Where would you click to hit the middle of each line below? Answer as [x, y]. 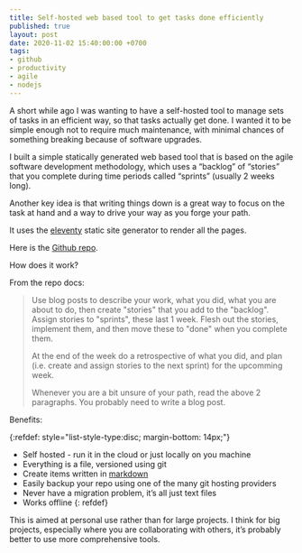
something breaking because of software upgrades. [106, 139]
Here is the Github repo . [54, 247]
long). [20, 185]
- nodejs [26, 85]
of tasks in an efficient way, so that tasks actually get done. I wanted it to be [150, 120]
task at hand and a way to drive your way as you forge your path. [130, 212]
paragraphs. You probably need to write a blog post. [128, 401]
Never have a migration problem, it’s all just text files [119, 493]
